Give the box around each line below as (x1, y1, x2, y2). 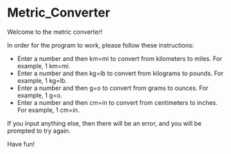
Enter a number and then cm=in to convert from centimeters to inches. (17, 98, 218, 106)
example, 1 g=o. (17, 91, 63, 99)
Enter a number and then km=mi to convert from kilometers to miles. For (17, 54, 223, 63)
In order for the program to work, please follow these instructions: (7, 41, 194, 49)
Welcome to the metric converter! (7, 28, 103, 36)
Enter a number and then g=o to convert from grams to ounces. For (17, 84, 209, 92)
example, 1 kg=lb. (17, 76, 68, 84)
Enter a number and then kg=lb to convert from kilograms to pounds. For (17, 69, 224, 77)
